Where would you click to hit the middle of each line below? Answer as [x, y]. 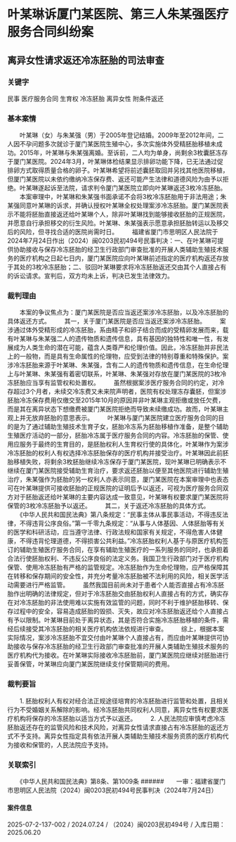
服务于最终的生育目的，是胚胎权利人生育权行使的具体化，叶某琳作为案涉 [124, 445]
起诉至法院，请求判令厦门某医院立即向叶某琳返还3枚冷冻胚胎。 [135, 188]
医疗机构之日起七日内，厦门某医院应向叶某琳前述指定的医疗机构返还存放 [124, 258]
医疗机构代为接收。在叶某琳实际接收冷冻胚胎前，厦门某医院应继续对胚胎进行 [118, 656]
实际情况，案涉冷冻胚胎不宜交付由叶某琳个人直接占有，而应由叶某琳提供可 [115, 638]
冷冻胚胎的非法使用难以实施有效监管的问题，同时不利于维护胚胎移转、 [121, 603]
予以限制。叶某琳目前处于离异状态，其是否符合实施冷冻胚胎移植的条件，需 [121, 620]
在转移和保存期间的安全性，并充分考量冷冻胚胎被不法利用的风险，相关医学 [115, 576]
